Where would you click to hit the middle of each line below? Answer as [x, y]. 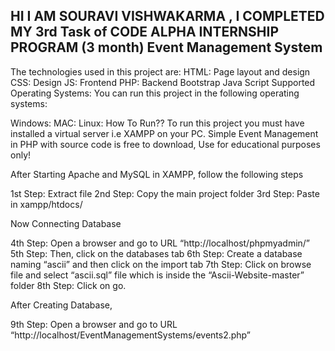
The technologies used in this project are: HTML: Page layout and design [160, 71]
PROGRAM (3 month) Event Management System [166, 47]
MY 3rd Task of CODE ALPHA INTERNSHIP [145, 32]
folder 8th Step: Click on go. [68, 285]
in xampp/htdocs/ [46, 204]
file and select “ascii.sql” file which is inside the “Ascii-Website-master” [157, 275]
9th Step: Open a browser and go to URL [94, 324]
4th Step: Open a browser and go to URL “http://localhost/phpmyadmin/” [160, 243]
